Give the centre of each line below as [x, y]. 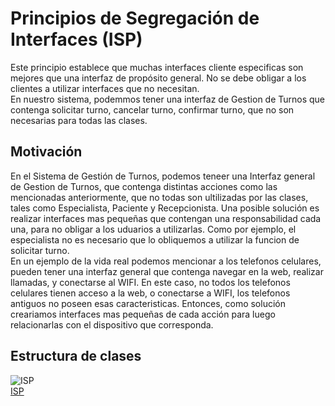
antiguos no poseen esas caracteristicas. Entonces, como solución [148, 303]
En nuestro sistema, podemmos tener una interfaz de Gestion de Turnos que [168, 99]
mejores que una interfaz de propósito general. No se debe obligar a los [158, 78]
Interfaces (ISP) [76, 39]
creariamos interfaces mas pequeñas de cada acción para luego [143, 314]
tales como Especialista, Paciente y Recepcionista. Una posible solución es [165, 208]
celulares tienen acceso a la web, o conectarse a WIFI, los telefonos [150, 293]
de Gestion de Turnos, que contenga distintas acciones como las [144, 186]
